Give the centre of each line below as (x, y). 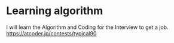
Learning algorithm (55, 11)
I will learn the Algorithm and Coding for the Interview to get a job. (87, 27)
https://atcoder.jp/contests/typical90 (51, 33)
